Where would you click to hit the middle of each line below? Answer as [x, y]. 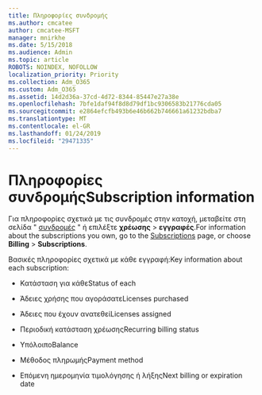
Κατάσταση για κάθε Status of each [78, 283]
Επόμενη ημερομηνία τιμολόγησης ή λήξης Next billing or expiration [131, 376]
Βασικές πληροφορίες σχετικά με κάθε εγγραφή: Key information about [125, 259]
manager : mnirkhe [37, 38]
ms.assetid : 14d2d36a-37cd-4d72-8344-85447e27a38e [94, 97]
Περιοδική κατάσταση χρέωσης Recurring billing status [110, 329]
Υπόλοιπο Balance [49, 345]
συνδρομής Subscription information [132, 197]
